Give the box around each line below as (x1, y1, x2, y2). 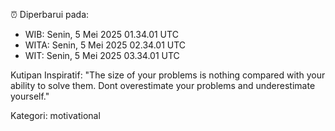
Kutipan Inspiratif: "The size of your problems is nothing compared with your (10, 69, 326, 81)
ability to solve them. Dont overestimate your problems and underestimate (10, 80, 316, 91)
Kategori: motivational (10, 110, 101, 121)
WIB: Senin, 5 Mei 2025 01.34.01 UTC (24, 29, 179, 40)
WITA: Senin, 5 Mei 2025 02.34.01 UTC (24, 39, 187, 51)
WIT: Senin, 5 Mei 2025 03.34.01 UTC (24, 50, 180, 61)
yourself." (10, 90, 50, 102)
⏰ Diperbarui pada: (10, 9, 90, 20)
